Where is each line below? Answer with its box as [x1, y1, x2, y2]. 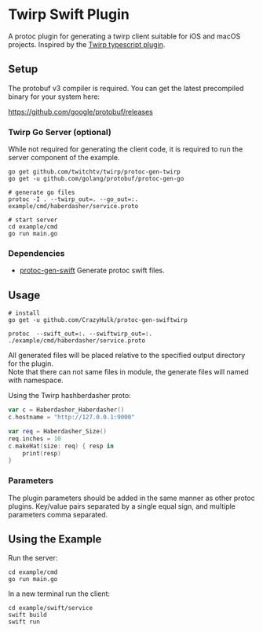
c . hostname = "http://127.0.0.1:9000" [8, 414, 135, 422]
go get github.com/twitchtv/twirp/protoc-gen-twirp [8, 168, 181, 176]
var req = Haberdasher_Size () [8, 427, 108, 435]
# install [8, 309, 41, 317]
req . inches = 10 [8, 434, 61, 443]
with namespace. [8, 375, 64, 385]
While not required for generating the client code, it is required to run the [8, 144, 243, 154]
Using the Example [8, 532, 102, 546]
